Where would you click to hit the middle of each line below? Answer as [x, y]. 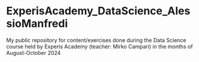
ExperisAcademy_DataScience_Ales [98, 11]
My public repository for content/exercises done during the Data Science [97, 40]
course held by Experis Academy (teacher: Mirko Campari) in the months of [99, 46]
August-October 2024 [34, 52]
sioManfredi [37, 24]
